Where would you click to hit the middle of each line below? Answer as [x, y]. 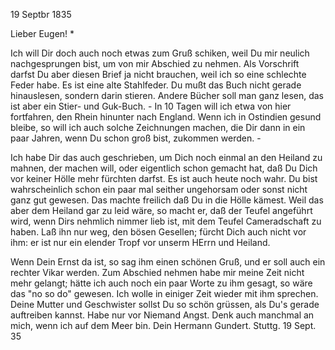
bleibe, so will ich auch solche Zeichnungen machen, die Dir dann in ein [158, 127]
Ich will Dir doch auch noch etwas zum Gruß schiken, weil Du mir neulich [160, 53]
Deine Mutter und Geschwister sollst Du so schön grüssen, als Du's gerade [165, 304]
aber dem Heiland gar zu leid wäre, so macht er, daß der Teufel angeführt [161, 210]
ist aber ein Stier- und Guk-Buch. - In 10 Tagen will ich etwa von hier [151, 106]
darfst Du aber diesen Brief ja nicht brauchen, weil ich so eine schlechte [158, 74]
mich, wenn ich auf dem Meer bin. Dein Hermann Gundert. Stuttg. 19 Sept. [163, 325]
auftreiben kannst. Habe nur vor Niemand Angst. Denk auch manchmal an [162, 315]
